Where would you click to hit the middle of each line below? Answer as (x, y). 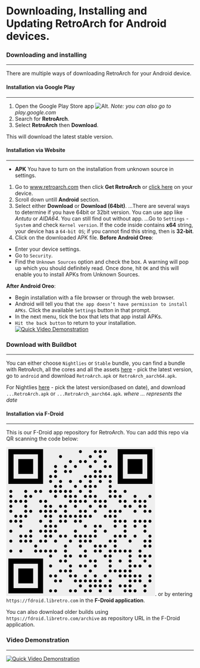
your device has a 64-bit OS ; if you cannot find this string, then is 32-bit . (104, 231)
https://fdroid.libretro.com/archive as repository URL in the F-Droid (93, 619)
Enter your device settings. (48, 249)
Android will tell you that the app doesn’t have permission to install (101, 304)
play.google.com (35, 112)
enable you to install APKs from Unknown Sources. (77, 274)
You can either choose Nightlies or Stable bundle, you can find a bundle (96, 363)
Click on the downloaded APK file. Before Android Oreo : (84, 237)
